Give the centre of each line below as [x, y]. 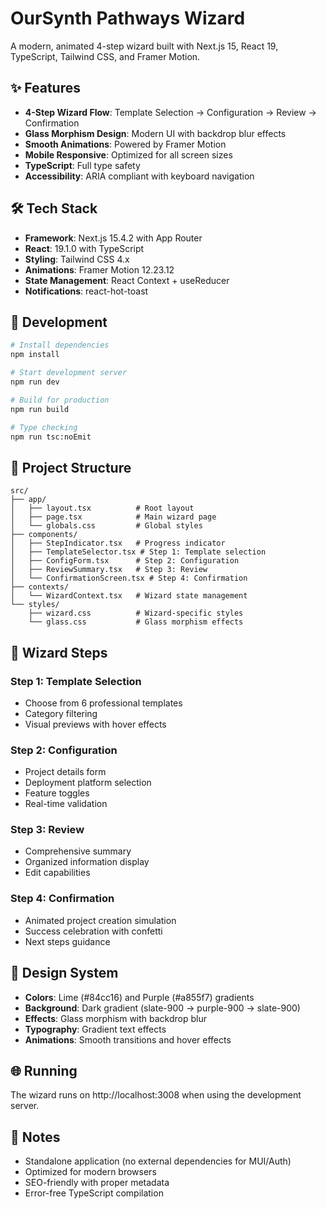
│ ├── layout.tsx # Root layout [102, 508]
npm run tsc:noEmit [51, 437]
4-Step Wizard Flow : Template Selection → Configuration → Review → [170, 112]
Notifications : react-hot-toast [86, 291]
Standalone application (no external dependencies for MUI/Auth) [158, 1161]
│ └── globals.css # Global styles [106, 526]
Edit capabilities [57, 873]
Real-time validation [66, 804]
